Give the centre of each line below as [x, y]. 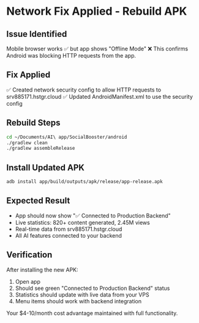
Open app [28, 281]
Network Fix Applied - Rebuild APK [97, 11]
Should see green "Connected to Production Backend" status [92, 288]
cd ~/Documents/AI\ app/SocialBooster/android [67, 137]
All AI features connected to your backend [69, 235]
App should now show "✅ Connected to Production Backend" [93, 216]
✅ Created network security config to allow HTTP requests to [84, 90]
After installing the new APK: [42, 270]
